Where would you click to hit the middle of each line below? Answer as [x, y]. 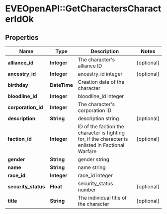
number [87, 190]
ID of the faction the [101, 127]
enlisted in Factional [101, 145]
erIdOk [19, 19]
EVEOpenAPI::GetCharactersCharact [83, 9]
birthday [18, 85]
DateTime [61, 85]
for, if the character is [103, 139]
